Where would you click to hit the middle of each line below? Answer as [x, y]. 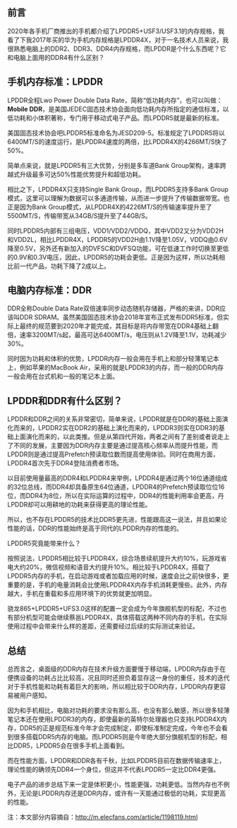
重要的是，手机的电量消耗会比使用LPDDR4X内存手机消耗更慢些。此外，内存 [117, 585]
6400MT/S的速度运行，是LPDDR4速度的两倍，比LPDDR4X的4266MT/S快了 [117, 141]
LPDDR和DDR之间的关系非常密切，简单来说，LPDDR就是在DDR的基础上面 [115, 419]
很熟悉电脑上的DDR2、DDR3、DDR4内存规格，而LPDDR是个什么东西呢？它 [117, 49]
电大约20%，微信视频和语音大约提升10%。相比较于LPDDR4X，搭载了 [109, 567]
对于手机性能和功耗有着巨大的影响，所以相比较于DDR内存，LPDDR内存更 [114, 687]
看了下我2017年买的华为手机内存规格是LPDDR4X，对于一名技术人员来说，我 [118, 39]
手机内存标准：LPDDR [55, 82]
